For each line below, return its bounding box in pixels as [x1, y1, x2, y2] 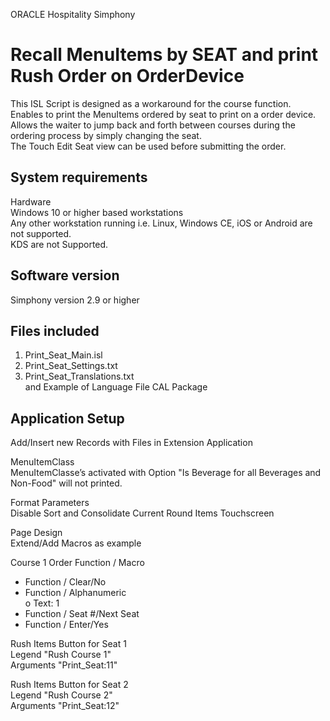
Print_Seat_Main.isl [24, 349, 103, 361]
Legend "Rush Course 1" [10, 649, 112, 661]
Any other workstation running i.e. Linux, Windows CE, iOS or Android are [10, 217, 313, 229]
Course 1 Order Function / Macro [10, 557, 145, 569]
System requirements [10, 169, 148, 186]
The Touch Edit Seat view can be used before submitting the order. [10, 140, 287, 152]
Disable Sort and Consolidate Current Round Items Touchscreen [10, 507, 275, 519]
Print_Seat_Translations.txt [24, 370, 135, 383]
